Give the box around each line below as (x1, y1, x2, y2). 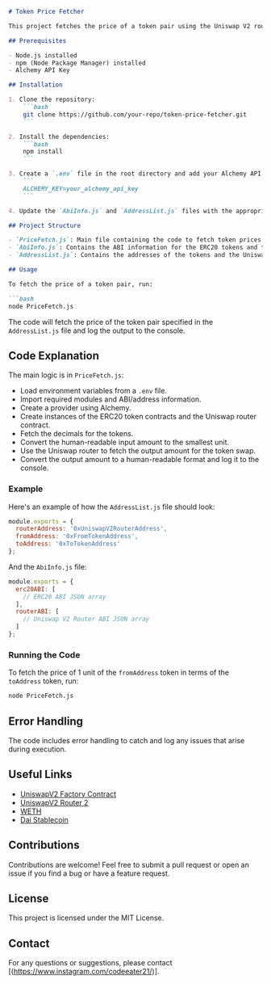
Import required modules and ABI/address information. (19, 394, 202, 404)
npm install (23, 148, 63, 156)
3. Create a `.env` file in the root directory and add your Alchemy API (8, 170, 262, 178)
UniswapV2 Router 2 (19, 797, 89, 807)
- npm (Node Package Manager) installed (8, 59, 147, 67)
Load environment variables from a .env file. (19, 386, 168, 396)
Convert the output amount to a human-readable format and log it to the (19, 455, 260, 465)
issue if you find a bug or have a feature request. (8, 868, 170, 878)
